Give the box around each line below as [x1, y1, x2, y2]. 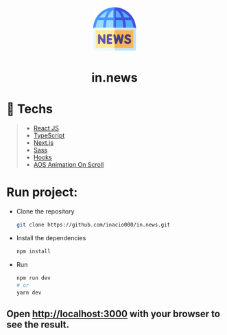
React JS [33, 124, 60, 132]
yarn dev [16, 289, 42, 296]
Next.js [33, 139, 54, 147]
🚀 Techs [6, 102, 53, 117]
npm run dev [16, 275, 51, 281]
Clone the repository [16, 207, 75, 216]
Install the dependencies [16, 233, 86, 242]
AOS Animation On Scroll [33, 161, 104, 169]
